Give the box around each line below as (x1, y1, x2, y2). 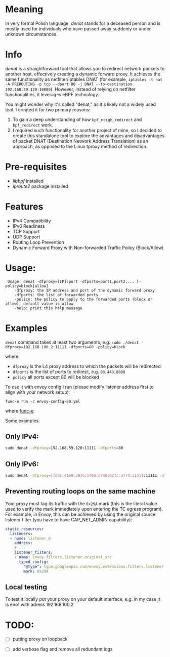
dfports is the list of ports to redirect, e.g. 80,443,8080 (12, 368, 125, 375)
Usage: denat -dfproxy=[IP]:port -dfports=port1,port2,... (7, 279, 135, 284)
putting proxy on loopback (12, 636, 68, 642)
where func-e (5, 407, 34, 414)
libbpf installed (12, 178, 44, 184)
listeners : (10, 531, 33, 536)
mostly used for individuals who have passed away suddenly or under (5, 25, 151, 31)
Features (5, 201, 44, 212)
